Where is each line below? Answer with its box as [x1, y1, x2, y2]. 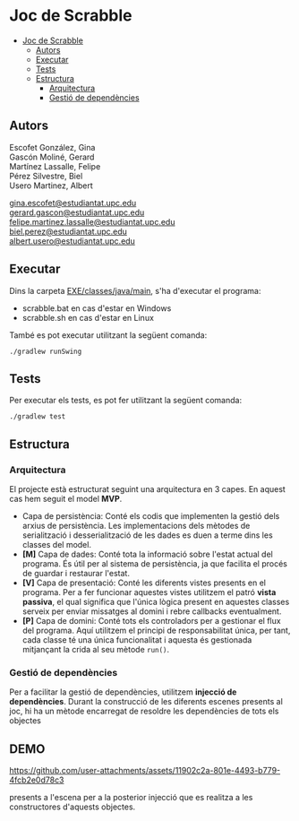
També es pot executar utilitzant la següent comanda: [9, 329, 208, 341]
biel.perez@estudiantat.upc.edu [9, 226, 128, 237]
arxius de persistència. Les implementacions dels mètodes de [21, 521, 251, 531]
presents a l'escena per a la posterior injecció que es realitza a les [9, 792, 253, 803]
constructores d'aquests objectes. [9, 801, 136, 812]
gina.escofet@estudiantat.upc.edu [9, 197, 137, 208]
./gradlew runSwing [9, 347, 82, 356]
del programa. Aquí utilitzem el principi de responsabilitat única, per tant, [21, 625, 291, 636]
